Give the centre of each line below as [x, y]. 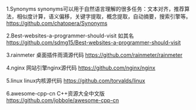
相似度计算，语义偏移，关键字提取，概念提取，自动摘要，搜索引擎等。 [104, 16]
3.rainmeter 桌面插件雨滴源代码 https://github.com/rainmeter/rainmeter [94, 55]
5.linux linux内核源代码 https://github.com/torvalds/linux [76, 81]
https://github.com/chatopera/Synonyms [57, 23]
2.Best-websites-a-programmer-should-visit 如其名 [70, 36]
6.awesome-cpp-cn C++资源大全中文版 [55, 93]
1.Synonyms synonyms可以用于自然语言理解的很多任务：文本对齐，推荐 [96, 9]
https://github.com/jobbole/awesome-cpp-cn [63, 100]
